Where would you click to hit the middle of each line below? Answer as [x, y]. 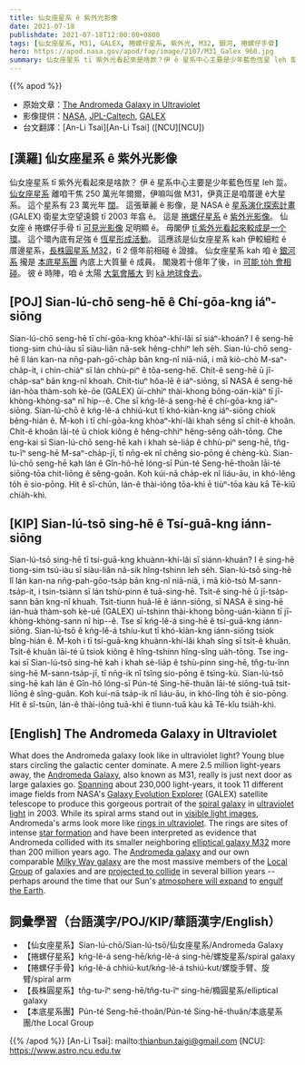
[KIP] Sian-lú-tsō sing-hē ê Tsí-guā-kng [124, 524]
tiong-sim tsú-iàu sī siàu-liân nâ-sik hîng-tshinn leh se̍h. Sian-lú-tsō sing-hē [151, 570]
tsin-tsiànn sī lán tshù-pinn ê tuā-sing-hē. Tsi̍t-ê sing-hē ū [150, 592]
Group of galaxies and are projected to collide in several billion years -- [142, 872]
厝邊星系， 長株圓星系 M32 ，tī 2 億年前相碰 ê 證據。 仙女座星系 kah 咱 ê [143, 250]
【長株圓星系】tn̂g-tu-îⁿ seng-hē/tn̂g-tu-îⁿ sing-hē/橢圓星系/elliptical [150, 991]
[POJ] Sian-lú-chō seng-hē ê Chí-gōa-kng [131, 302]
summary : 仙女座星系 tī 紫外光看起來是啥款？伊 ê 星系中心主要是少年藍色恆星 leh [148, 60]
